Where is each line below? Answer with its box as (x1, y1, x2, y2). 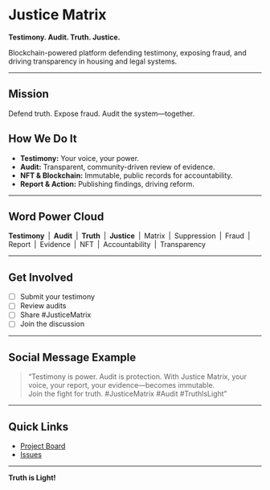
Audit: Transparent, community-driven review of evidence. (19, 162, 215, 171)
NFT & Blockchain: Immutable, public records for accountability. (19, 171, 233, 180)
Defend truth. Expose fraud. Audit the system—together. (8, 109, 195, 118)
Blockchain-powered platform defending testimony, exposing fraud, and (8, 47, 247, 57)
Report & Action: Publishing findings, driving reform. (19, 179, 194, 188)
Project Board (19, 441, 66, 451)
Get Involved (8, 270, 74, 284)
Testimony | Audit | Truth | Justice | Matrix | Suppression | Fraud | (8, 231, 251, 241)
